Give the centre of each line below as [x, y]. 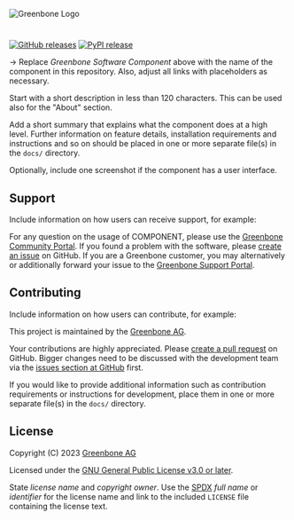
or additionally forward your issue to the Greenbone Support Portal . [132, 265]
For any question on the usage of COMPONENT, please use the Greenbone [146, 236]
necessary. [30, 81]
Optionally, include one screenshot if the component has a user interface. [143, 170]
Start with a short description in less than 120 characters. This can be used [146, 98]
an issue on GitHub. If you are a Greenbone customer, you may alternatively [147, 256]
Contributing [45, 293]
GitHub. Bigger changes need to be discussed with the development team [144, 358]
